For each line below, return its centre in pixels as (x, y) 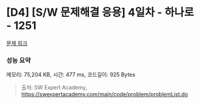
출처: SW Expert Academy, (54, 88)
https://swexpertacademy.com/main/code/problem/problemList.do (105, 94)
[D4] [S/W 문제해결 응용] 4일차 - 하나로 (100, 12)
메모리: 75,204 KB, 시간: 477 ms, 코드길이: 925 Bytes (71, 75)
